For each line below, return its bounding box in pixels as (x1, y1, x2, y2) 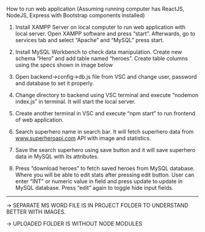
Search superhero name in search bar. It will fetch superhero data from (15, 128, 194, 135)
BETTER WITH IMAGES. (6, 208, 66, 216)
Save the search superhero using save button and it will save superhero (15, 147, 196, 153)
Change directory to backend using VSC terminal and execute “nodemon (15, 92, 199, 98)
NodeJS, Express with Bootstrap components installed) (6, 12, 145, 19)
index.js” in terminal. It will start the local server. (15, 98, 136, 105)
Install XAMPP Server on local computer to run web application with (15, 24, 186, 31)
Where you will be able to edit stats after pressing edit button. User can (15, 171, 195, 178)
